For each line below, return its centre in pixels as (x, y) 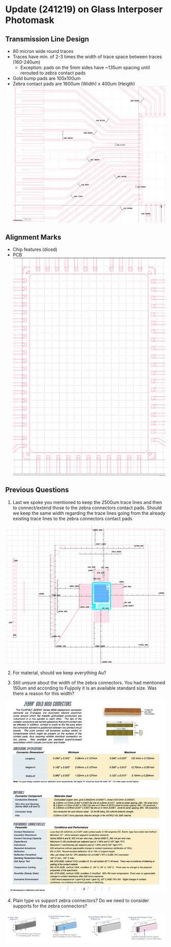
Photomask (30, 20)
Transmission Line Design (47, 39)
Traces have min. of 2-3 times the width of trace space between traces (87, 57)
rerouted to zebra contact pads (53, 73)
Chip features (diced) (35, 249)
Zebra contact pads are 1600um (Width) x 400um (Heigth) (74, 84)
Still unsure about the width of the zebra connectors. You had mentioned (89, 682)
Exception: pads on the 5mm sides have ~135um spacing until (85, 68)
